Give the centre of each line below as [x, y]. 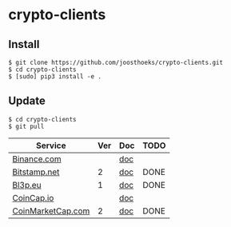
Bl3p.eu [27, 185]
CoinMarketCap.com [51, 211]
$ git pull [26, 126]
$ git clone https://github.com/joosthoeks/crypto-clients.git [116, 62]
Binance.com [37, 159]
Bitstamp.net [36, 172]
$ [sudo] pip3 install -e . [55, 77]
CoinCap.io [33, 197]
